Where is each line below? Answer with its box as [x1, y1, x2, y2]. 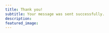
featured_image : [5, 20, 38, 26]
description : [5, 16, 32, 21]
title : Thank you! [5, 7, 43, 12]
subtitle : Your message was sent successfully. [5, 12, 105, 16]
